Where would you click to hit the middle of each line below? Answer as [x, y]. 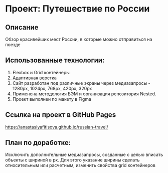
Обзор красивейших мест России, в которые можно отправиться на [79, 39]
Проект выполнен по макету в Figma [52, 99]
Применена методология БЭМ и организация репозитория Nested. [84, 94]
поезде [13, 45]
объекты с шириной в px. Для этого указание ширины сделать [72, 160]
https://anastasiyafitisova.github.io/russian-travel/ [57, 127]
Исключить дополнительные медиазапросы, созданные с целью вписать [84, 155]
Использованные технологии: [55, 60]
